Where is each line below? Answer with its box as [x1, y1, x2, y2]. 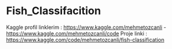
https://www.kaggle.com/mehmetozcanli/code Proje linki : [6, 30, 148, 37]
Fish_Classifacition [6, 4, 102, 18]
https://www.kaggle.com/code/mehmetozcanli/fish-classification [6, 36, 164, 43]
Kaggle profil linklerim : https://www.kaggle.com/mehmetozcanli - [6, 24, 167, 31]
